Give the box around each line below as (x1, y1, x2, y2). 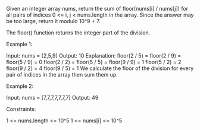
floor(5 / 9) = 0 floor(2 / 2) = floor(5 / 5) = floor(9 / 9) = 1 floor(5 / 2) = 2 (6, 59, 182, 65)
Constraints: (6, 106, 36, 112)
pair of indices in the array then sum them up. (6, 71, 118, 78)
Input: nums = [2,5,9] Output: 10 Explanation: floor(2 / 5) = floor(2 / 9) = (6, 52, 182, 59)
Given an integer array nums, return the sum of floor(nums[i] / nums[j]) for (6, 5, 189, 12)
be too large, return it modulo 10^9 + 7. (6, 18, 101, 24)
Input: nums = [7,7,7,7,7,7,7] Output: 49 (6, 94, 99, 101)
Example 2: (6, 83, 34, 90)
